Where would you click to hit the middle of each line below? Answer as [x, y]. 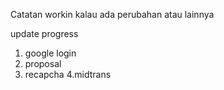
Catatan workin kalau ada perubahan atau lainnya [112, 14]
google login [50, 53]
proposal [43, 63]
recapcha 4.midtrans [68, 74]
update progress [44, 33]
